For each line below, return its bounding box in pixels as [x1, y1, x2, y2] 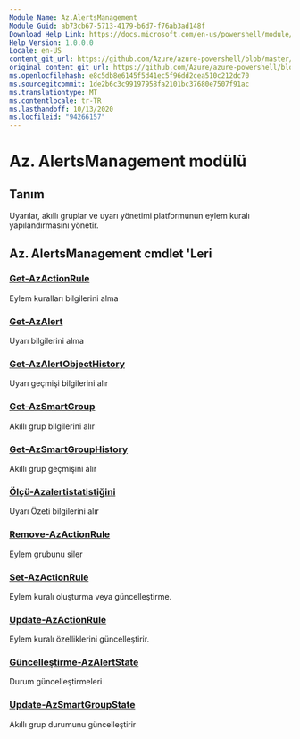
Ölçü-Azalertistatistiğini [9, 485, 116, 498]
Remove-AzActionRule [9, 528, 111, 541]
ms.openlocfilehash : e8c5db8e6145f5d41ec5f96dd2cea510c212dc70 [9, 71, 250, 80]
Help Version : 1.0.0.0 [9, 38, 94, 47]
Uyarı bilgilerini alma [9, 336, 85, 347]
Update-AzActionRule [9, 613, 107, 626]
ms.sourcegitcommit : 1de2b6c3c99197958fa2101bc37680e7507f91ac [9, 80, 250, 88]
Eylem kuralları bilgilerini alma [9, 292, 119, 304]
